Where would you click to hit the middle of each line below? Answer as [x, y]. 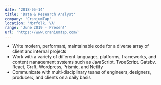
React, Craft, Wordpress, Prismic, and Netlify [58, 67]
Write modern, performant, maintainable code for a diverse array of [80, 46]
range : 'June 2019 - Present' [36, 28]
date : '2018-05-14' [25, 10]
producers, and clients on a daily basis [51, 77]
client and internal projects [39, 51]
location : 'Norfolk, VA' [31, 23]
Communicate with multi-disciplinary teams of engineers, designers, [81, 72]
